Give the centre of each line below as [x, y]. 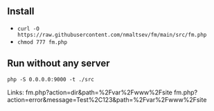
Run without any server [59, 63]
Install [21, 11]
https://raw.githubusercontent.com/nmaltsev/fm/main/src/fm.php [112, 35]
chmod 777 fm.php [42, 42]
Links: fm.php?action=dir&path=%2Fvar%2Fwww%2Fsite [90, 92]
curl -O [28, 28]
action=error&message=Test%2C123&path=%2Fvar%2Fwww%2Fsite [107, 99]
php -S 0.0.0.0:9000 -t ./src [51, 79]
